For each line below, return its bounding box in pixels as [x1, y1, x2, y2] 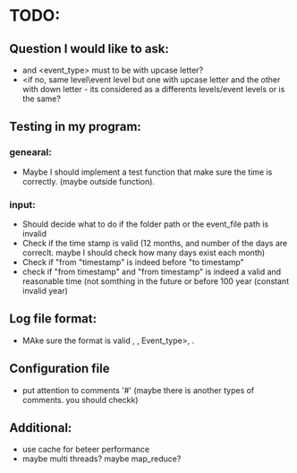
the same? [21, 93, 61, 104]
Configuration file [9, 361, 110, 376]
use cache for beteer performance [21, 444, 150, 455]
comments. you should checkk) [21, 394, 139, 405]
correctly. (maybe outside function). [21, 176, 155, 186]
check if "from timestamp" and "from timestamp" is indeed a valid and [21, 266, 282, 277]
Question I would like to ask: [9, 41, 170, 56]
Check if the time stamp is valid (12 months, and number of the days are [21, 237, 288, 248]
